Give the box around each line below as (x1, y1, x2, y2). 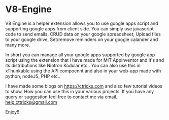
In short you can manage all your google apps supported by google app (5, 52, 155, 58)
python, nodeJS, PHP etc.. (5, 73, 61, 79)
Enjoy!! (5, 109, 20, 115)
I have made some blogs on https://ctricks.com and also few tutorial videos (5, 83, 162, 89)
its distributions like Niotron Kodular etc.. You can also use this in (5, 62, 141, 68)
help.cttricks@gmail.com (5, 99, 57, 105)
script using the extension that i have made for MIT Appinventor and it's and (5, 57, 164, 63)
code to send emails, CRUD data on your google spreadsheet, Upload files (5, 31, 161, 37)
